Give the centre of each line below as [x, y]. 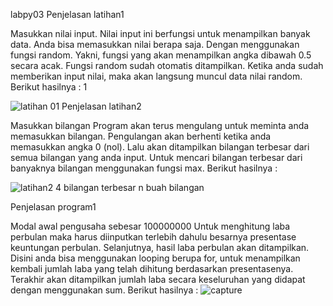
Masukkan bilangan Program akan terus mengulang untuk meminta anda [160, 125]
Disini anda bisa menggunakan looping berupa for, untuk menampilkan [155, 258]
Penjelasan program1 [53, 207]
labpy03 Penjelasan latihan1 [67, 14]
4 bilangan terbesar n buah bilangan [130, 187]
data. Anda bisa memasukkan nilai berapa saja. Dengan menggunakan [155, 44]
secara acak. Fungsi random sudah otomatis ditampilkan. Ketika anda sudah [167, 65]
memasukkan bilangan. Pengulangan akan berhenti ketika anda [141, 136]
